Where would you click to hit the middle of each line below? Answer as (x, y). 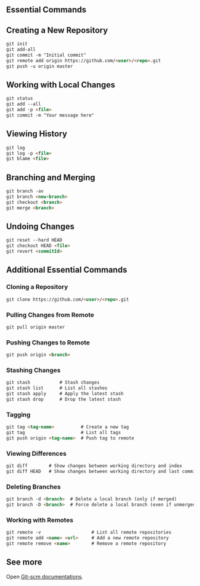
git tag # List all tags (63, 432)
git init (17, 44)
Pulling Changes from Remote (50, 315)
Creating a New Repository (57, 30)
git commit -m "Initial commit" (46, 55)
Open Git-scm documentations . (45, 576)
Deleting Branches (34, 487)
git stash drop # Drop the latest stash (63, 399)
